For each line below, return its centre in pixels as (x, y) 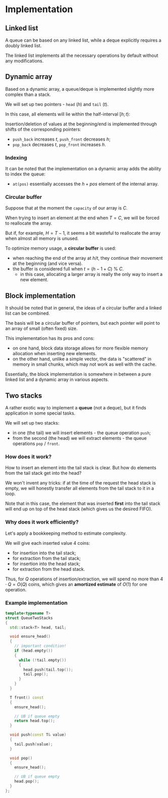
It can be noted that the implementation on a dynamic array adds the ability (83, 169)
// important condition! (40, 646)
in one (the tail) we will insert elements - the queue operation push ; (82, 433)
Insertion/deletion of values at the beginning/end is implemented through (81, 124)
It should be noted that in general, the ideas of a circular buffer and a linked (83, 308)
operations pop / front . (36, 444)
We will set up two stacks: (32, 423)
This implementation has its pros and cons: (50, 338)
